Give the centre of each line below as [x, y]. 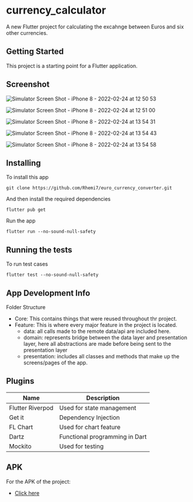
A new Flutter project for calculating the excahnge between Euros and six [95, 27]
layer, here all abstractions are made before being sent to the [97, 344]
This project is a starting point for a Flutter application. [72, 66]
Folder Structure [26, 307]
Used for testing [81, 446]
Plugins [20, 381]
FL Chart [21, 427]
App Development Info [48, 293]
